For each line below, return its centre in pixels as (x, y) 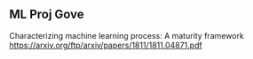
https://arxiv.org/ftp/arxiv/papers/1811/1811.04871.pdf (106, 45)
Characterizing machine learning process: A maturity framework (126, 35)
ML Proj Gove (47, 15)
